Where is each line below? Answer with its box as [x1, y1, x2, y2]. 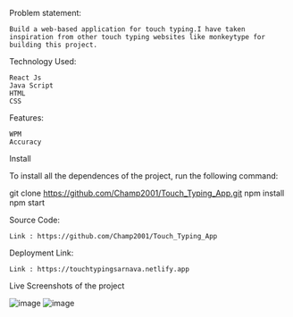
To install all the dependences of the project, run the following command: [9, 171, 279, 181]
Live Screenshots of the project [9, 280, 125, 291]
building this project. [9, 40, 98, 49]
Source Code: [9, 214, 61, 225]
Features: [9, 113, 45, 123]
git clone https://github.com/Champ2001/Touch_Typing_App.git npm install [9, 188, 285, 198]
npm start [9, 197, 46, 208]
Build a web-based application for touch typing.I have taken [9, 25, 246, 34]
